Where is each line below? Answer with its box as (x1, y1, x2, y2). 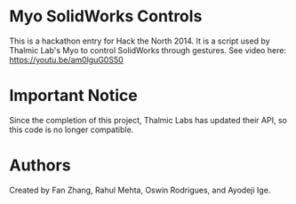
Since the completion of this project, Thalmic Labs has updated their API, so (9, 114, 287, 125)
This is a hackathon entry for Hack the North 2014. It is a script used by (9, 35, 270, 46)
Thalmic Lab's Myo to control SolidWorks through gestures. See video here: (9, 44, 287, 55)
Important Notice (9, 86, 138, 106)
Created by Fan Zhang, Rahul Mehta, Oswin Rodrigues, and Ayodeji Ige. (9, 184, 271, 195)
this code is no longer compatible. (9, 124, 134, 135)
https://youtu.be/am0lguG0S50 (9, 54, 124, 65)
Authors (9, 155, 71, 176)
